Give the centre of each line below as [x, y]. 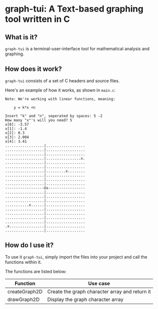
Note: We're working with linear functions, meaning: [60, 99]
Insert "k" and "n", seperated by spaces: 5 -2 [54, 116]
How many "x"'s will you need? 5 [39, 120]
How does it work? [34, 69]
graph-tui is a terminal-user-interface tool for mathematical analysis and [77, 49]
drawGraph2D [24, 299]
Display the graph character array [85, 299]
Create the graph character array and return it [99, 292]
